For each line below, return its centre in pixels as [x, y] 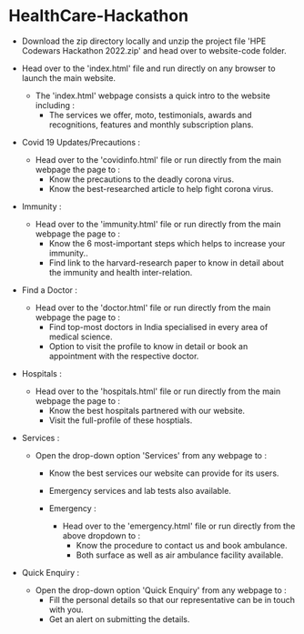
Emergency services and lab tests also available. [140, 490]
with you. [66, 609]
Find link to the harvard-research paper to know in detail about [166, 262]
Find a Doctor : [50, 290]
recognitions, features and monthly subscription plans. [151, 125]
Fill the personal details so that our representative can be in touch [172, 599]
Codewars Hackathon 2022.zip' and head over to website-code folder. [154, 50]
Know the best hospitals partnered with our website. [147, 410]
